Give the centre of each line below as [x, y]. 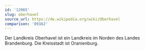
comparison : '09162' [27, 24]
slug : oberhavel [22, 14]
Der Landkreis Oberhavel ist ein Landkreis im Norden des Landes [72, 38]
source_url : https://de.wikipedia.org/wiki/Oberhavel [63, 19]
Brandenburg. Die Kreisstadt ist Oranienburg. [52, 43]
